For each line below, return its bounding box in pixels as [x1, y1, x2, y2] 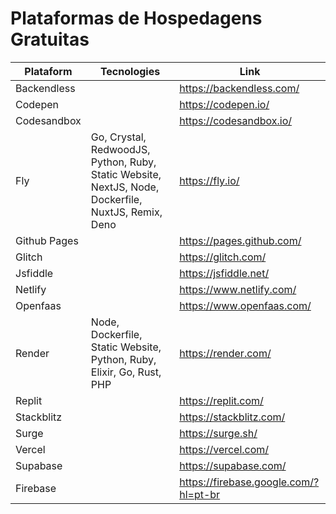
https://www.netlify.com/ [179, 282, 297, 296]
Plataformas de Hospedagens [10, 7, 263, 30]
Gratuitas [10, 28, 90, 51]
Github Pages [15, 233, 79, 247]
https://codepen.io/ [179, 97, 270, 111]
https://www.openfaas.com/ [179, 298, 312, 312]
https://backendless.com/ [179, 81, 300, 95]
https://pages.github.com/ [179, 233, 302, 247]
